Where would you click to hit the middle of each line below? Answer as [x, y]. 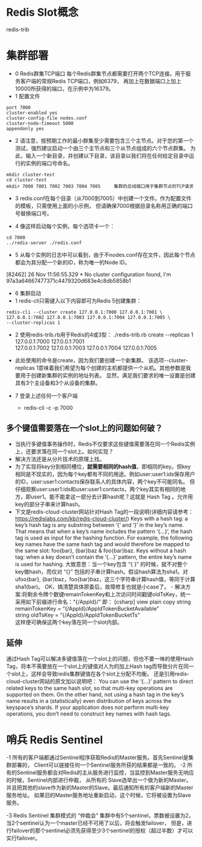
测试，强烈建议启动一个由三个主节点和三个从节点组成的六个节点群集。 [102, 148]
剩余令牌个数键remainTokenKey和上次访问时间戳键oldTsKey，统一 [109, 594]
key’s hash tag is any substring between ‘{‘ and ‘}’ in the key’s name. [99, 524]
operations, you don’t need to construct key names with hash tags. [89, 713]
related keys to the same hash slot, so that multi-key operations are [90, 688]
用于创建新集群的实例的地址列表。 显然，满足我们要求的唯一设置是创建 [108, 375]
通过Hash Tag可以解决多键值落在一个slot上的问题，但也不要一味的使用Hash [100, 658]
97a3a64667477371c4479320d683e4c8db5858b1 [69, 280]
